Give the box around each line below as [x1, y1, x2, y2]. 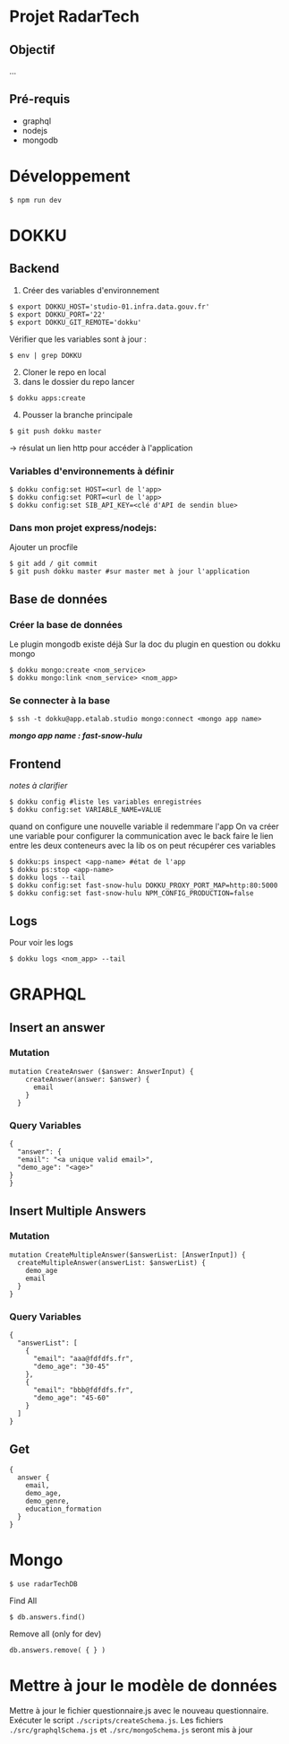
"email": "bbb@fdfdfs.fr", [32, 1386, 134, 1395]
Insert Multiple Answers [9, 1203, 147, 1218]
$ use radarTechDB [9, 1579, 78, 1589]
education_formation [25, 1504, 102, 1513]
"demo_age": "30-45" [32, 1362, 110, 1372]
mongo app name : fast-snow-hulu [9, 730, 143, 741]
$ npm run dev [9, 196, 63, 205]
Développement [9, 166, 132, 186]
